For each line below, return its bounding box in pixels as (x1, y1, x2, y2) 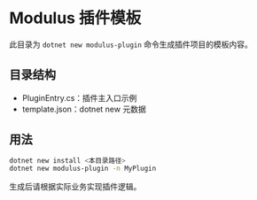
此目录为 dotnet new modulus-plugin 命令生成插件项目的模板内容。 (9, 39, 253, 50)
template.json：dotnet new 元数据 (21, 104, 146, 114)
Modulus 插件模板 (9, 8, 142, 28)
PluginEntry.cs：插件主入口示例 (21, 92, 137, 103)
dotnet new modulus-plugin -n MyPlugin (9, 165, 157, 173)
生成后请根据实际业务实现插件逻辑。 (9, 181, 142, 192)
